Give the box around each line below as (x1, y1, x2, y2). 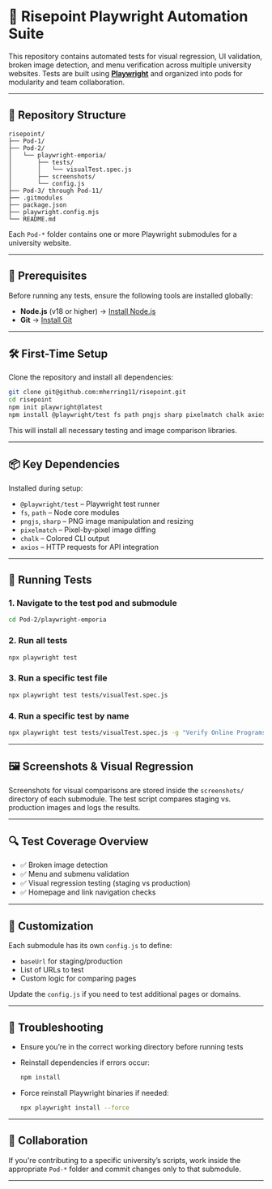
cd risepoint (8, 396, 53, 404)
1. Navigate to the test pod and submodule (8, 598, 177, 608)
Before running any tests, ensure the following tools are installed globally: (8, 290, 253, 300)
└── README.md (8, 215, 57, 223)
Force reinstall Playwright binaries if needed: (19, 1088, 169, 1097)
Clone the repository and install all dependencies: (8, 372, 174, 382)
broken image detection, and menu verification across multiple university (8, 60, 252, 70)
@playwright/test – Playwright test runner (19, 499, 160, 509)
